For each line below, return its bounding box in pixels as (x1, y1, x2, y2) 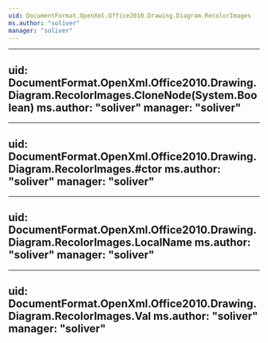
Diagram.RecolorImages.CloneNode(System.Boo (8, 89, 258, 102)
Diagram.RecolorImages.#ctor (8, 162, 163, 175)
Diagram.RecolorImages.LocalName (8, 236, 193, 250)
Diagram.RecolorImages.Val (8, 309, 152, 323)
